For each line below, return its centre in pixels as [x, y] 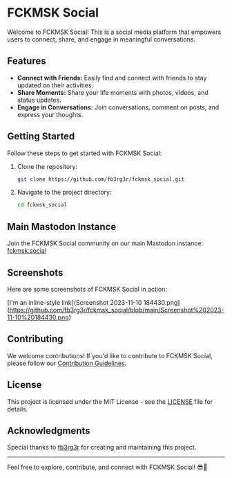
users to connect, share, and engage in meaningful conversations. [101, 39]
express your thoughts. [50, 114]
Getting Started [41, 136]
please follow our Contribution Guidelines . [67, 363]
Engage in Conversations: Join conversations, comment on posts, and [118, 107]
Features [27, 61]
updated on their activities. [55, 85]
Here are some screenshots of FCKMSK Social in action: [87, 289]
